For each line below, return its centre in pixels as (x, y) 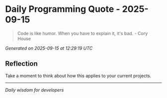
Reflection (22, 64)
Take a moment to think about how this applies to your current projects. (78, 76)
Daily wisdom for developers (35, 90)
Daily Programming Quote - (63, 9)
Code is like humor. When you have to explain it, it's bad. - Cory (83, 33)
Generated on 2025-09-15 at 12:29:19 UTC (49, 48)
